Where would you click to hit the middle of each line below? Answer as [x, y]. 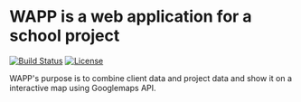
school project [65, 36]
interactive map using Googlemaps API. [83, 88]
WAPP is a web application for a [131, 17]
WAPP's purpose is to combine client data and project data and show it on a [150, 78]
